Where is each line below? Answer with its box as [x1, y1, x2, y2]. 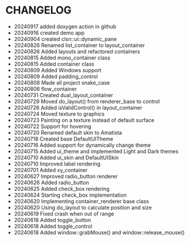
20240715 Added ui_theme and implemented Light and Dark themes [13, 147, 179, 154]
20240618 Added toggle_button [13, 216, 91, 223]
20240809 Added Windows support [13, 66, 102, 73]
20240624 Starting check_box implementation [13, 191, 127, 199]
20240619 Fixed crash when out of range [13, 210, 114, 217]
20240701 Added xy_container [13, 166, 88, 173]
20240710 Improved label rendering [13, 160, 101, 167]
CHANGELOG [5, 4, 72, 17]
